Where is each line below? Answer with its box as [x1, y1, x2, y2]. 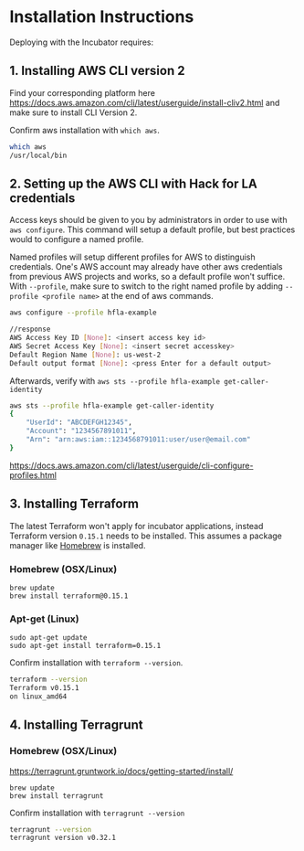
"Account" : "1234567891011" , [26, 427, 137, 436]
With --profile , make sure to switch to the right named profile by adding [9, 281, 283, 292]
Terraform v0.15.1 [9, 684, 79, 693]
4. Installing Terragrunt [9, 718, 143, 733]
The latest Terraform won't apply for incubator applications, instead [9, 520, 264, 531]
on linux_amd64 [9, 692, 68, 701]
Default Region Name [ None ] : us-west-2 [9, 350, 162, 359]
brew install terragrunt [9, 791, 104, 801]
